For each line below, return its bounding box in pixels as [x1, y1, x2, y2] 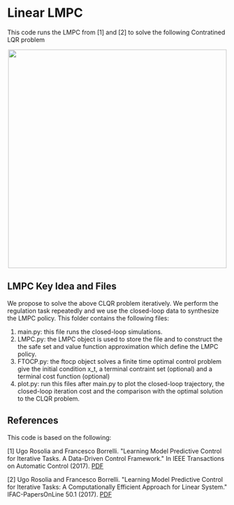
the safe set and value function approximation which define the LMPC [17, 342, 219, 350]
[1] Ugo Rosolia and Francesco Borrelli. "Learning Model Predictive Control [7, 446, 222, 455]
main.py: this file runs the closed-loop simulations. [17, 327, 163, 336]
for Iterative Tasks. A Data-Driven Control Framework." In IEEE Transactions [7, 454, 225, 462]
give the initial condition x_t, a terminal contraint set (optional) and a [17, 364, 213, 373]
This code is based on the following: [7, 433, 112, 441]
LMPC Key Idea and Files [7, 280, 117, 292]
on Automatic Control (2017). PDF [7, 462, 104, 470]
